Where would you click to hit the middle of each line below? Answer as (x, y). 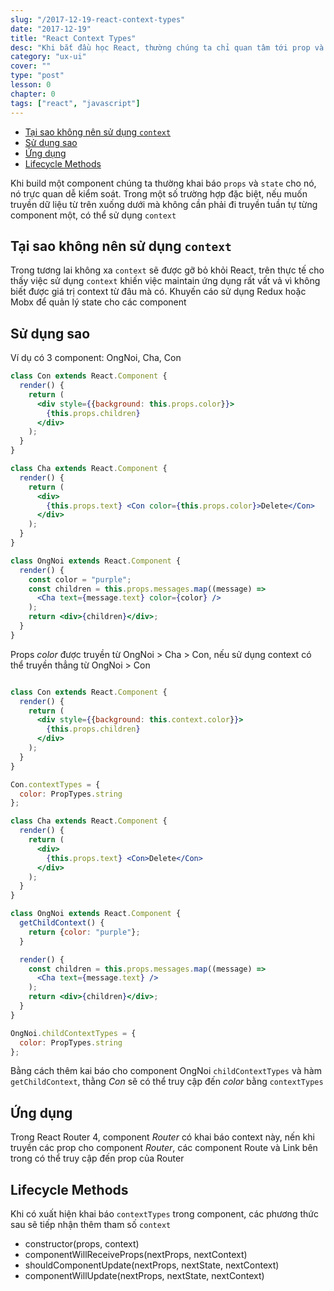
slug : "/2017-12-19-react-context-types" (98, 19)
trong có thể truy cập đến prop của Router (97, 1158)
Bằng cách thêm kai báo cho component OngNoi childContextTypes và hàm (166, 1071)
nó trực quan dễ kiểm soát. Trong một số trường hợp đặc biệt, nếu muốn (159, 193)
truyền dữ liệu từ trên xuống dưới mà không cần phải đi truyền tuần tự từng (164, 204)
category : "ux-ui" (48, 57)
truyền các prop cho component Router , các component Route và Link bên (164, 1148)
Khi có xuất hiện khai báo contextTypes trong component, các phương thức (164, 1214)
